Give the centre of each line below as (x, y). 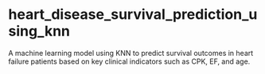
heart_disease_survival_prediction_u (133, 15)
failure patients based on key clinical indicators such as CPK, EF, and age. (129, 61)
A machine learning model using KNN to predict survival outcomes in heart (131, 53)
